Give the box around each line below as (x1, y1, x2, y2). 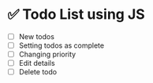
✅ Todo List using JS (7, 5, 145, 23)
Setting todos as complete (18, 41, 104, 50)
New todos (18, 31, 54, 41)
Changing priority (18, 49, 76, 60)
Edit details (18, 59, 56, 68)
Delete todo (18, 67, 57, 77)
